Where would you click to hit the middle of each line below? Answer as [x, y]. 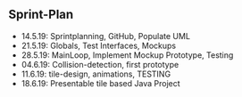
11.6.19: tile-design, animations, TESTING [96, 74]
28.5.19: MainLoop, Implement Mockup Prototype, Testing [127, 55]
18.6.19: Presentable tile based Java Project [100, 83]
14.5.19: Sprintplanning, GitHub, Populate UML [106, 36]
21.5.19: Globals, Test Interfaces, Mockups [98, 45]
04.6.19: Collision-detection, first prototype [100, 64]
